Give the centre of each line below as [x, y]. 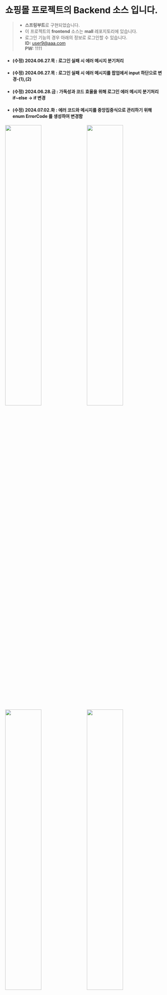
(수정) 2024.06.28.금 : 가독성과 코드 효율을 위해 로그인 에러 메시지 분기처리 [85, 91]
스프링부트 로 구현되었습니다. [52, 25]
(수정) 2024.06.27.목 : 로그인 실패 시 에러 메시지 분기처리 [68, 60]
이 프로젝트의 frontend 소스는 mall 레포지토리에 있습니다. [81, 31]
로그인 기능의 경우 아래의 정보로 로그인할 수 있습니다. [76, 37]
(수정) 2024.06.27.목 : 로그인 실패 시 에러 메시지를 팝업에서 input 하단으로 [84, 73]
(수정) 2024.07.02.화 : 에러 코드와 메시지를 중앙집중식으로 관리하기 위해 [82, 110]
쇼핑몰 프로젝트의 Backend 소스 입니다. [82, 10]
